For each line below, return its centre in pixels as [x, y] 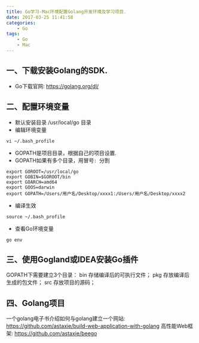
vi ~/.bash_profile [30, 141]
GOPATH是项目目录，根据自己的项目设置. [65, 153]
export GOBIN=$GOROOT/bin [38, 177]
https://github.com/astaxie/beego [56, 333]
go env [14, 240]
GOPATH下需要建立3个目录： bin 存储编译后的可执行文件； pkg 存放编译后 [98, 275]
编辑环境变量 [30, 129]
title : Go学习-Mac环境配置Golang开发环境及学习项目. [66, 12]
